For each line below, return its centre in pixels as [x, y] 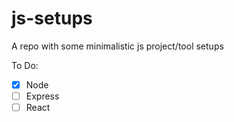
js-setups [52, 18]
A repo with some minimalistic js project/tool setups [117, 46]
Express [42, 96]
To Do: [25, 65]
